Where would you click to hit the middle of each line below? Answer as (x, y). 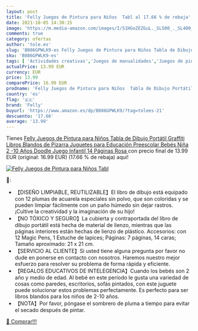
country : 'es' (24, 94)
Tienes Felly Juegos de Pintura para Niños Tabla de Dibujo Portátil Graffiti (95, 138)
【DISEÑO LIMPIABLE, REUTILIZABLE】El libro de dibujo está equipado (101, 192)
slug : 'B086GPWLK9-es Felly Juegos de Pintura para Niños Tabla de (91, 50)
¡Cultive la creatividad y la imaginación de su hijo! (75, 212)
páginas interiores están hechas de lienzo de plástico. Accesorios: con (100, 232)
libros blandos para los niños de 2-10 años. (67, 297)
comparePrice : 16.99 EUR (37, 83)
